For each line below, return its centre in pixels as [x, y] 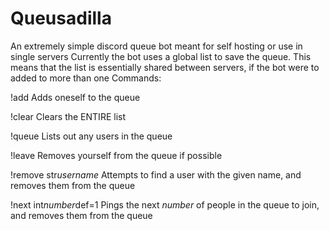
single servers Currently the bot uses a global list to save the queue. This [161, 56]
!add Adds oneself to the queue [75, 97]
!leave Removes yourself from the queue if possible [116, 155]
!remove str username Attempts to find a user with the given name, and [156, 174]
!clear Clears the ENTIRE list [68, 116]
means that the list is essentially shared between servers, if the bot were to [165, 67]
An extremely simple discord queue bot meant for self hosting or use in [156, 46]
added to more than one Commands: [86, 78]
